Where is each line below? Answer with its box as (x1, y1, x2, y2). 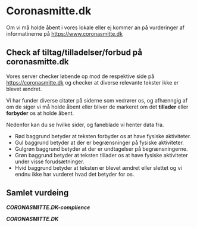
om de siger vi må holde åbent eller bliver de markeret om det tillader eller (6, 103, 189, 110)
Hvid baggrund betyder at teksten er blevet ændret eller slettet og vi (14, 164, 183, 171)
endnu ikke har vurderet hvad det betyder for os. (14, 170, 135, 178)
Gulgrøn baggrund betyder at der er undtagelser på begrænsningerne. (14, 145, 189, 153)
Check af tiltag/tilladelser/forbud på (6, 48, 143, 58)
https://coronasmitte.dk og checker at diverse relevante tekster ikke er (6, 79, 179, 86)
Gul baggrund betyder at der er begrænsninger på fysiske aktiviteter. (14, 139, 185, 146)
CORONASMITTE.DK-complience (6, 204, 90, 211)
